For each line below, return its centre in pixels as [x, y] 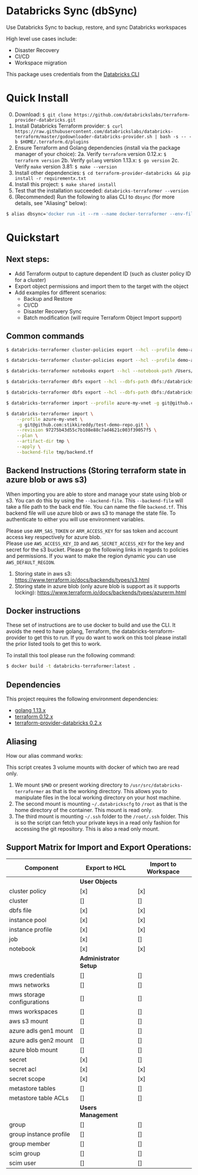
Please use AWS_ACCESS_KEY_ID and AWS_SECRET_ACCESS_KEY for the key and [95, 543]
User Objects [99, 881]
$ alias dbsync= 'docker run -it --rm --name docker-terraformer [87, 214]
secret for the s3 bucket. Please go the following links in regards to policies [97, 549]
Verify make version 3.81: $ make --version [66, 166]
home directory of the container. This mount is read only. [84, 810]
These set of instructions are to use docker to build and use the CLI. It [91, 625]
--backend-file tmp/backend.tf [55, 452]
